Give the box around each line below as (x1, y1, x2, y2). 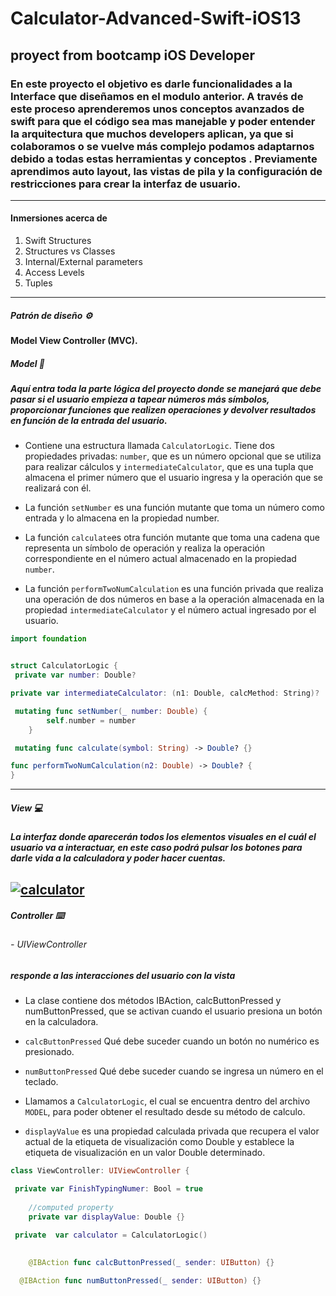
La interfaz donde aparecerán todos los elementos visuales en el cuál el (10, 831, 317, 843)
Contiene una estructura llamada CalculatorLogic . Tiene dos (24, 440, 275, 452)
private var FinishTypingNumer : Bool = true (14, 1184, 203, 1194)
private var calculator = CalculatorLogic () (14, 1230, 208, 1240)
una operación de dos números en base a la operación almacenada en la (24, 593, 325, 606)
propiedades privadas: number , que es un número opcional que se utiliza (24, 450, 322, 462)
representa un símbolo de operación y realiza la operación (24, 542, 266, 554)
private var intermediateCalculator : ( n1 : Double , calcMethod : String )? (10, 688, 320, 699)
